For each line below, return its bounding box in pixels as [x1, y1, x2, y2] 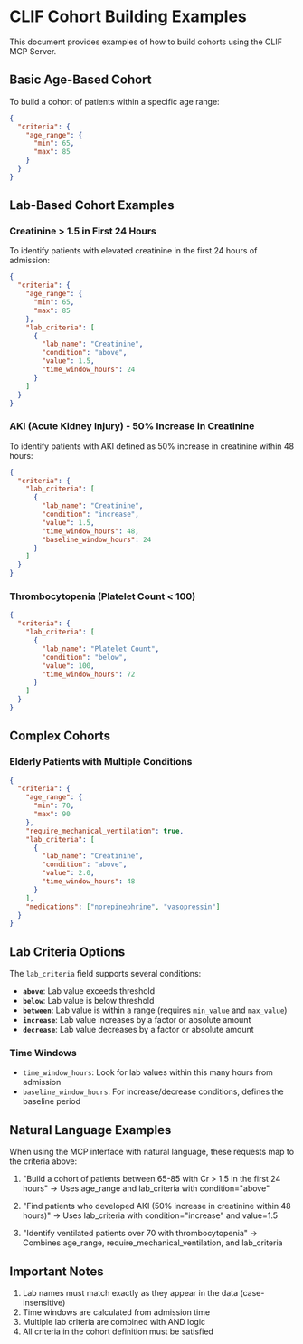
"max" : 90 [33, 810, 71, 819]
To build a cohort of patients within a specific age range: [9, 96, 220, 107]
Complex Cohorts [9, 729, 111, 744]
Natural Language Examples [9, 1122, 172, 1138]
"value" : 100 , [42, 661, 95, 671]
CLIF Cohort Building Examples [9, 6, 247, 27]
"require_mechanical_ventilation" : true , [25, 826, 184, 835]
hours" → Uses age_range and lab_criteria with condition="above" [22, 1183, 270, 1194]
